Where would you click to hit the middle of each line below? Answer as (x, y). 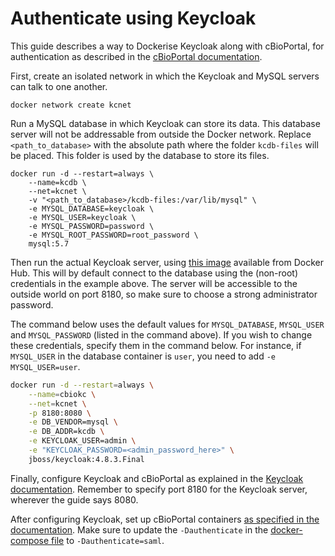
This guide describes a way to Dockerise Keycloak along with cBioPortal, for (167, 46)
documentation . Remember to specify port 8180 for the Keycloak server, (159, 489)
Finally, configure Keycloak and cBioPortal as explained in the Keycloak (157, 478)
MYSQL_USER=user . (45, 366)
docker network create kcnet (71, 105)
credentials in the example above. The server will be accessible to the (154, 283)
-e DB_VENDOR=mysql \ (73, 422)
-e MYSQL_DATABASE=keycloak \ (91, 208)
